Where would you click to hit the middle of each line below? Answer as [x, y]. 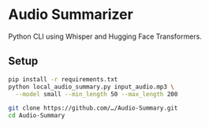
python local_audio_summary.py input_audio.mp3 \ [91, 87]
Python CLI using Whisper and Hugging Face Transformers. [105, 36]
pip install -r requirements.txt [63, 79]
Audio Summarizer [71, 15]
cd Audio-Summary [37, 116]
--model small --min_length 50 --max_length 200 [97, 94]
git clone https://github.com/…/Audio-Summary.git [93, 108]
